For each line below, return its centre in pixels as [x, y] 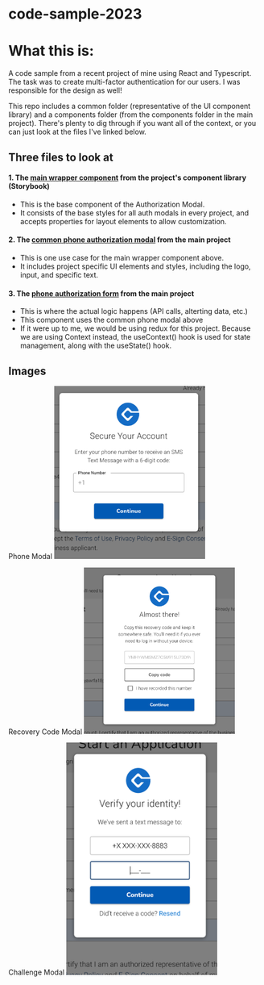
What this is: [51, 51]
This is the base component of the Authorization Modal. [112, 204]
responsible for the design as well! [65, 90]
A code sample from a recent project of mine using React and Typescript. [130, 73]
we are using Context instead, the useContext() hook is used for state [135, 337]
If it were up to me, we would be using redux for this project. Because [135, 328]
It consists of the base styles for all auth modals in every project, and [134, 213]
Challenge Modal [37, 972]
